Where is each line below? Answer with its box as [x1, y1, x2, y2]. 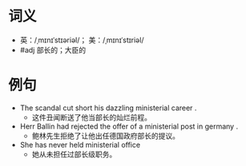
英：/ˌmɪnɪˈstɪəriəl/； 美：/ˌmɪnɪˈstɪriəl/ [19, 35, 144, 45]
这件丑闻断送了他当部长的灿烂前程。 [31, 113, 152, 122]
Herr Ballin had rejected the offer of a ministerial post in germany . [19, 121, 239, 131]
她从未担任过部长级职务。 [31, 149, 117, 159]
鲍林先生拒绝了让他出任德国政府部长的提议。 [31, 131, 180, 140]
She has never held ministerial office [19, 140, 141, 149]
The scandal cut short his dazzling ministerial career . [19, 103, 197, 113]
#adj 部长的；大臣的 [19, 45, 87, 54]
